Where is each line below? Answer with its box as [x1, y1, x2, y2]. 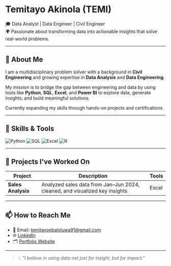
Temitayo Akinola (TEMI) [5, 4, 112, 15]
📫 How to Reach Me [5, 210, 71, 220]
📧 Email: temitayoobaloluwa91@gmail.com [12, 227, 101, 233]
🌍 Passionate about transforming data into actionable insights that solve [5, 28, 158, 34]
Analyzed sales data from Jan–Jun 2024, [41, 181, 140, 188]
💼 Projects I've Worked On [5, 157, 90, 166]
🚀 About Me [5, 55, 43, 64]
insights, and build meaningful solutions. [5, 95, 90, 101]
